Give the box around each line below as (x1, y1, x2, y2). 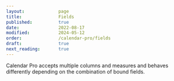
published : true (6, 19, 69, 25)
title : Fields (6, 14, 75, 20)
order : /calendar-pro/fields (6, 35, 111, 41)
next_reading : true (6, 46, 69, 52)
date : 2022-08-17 (6, 24, 85, 31)
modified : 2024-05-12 (6, 30, 85, 36)
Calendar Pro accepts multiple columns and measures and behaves (6, 62, 169, 69)
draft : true (6, 41, 69, 47)
